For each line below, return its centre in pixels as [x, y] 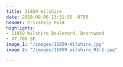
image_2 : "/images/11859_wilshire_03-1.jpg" [62, 50]
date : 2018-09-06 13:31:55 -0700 [47, 17]
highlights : [21, 28]
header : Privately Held [35, 22]
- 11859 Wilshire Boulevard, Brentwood [55, 33]
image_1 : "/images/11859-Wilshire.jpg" [55, 45]
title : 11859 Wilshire [34, 11]
